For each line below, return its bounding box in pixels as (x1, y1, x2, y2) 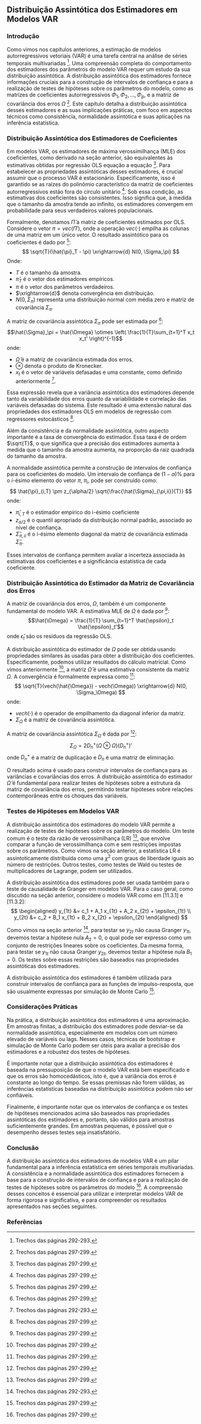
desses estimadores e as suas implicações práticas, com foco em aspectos (7, 106, 193, 113)
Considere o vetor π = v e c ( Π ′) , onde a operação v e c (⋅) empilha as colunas (7, 225, 190, 232)
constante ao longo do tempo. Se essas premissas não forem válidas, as (7, 1078, 185, 1086)
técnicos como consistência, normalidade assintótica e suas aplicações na (7, 113, 190, 120)
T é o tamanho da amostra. (15, 269, 82, 276)
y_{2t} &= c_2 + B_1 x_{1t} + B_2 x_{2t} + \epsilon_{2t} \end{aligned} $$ (13, 914, 188, 921)
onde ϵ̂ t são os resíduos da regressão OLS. (7, 632, 112, 641)
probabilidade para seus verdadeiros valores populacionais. (7, 207, 154, 214)
